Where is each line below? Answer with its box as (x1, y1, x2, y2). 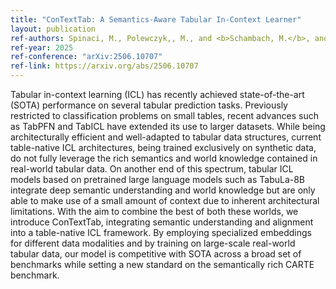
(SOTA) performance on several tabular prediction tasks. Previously (10, 99, 288, 111)
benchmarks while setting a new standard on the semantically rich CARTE (10, 259, 315, 270)
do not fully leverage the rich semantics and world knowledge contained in (10, 152, 318, 164)
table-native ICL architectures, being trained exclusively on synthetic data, (10, 142, 317, 153)
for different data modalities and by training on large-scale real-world (10, 237, 296, 249)
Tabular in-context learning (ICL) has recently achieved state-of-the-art (10, 89, 305, 100)
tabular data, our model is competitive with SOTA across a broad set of (10, 248, 302, 260)
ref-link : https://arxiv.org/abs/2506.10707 (10, 61, 199, 71)
